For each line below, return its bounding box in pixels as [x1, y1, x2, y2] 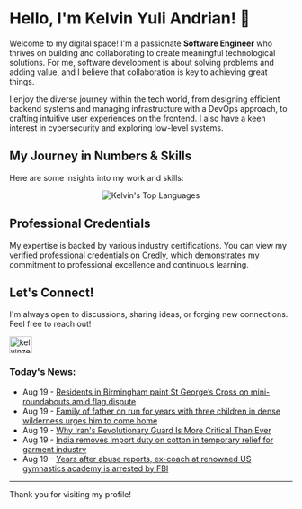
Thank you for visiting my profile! [9, 488, 132, 499]
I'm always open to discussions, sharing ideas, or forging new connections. [9, 309, 289, 320]
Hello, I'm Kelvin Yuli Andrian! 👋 [9, 8, 251, 29]
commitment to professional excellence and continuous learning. [9, 259, 249, 269]
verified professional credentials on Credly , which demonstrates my [9, 250, 260, 260]
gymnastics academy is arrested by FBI [22, 463, 169, 474]
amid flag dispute [71, 395, 137, 406]
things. [9, 76, 35, 86]
